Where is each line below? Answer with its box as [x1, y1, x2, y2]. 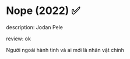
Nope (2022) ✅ [6, 4, 80, 18]
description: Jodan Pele [6, 23, 63, 30]
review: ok [6, 35, 31, 42]
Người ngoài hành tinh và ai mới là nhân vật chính [6, 46, 124, 53]
